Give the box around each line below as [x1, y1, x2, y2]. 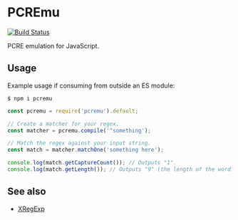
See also [7, 186, 46, 198]
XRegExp [17, 204, 45, 213]
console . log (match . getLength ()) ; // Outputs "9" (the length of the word [7, 166, 232, 173]
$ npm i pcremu [7, 95, 53, 102]
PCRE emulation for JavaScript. [7, 41, 100, 50]
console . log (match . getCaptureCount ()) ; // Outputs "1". [7, 159, 177, 167]
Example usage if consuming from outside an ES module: [7, 81, 175, 90]
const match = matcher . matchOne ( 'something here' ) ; [7, 147, 164, 154]
